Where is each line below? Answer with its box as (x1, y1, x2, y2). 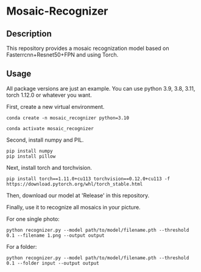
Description (6, 29, 52, 39)
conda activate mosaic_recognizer (6, 125, 94, 131)
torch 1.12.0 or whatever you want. (6, 91, 93, 99)
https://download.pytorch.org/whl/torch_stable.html (6, 181, 143, 187)
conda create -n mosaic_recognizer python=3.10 (6, 114, 130, 121)
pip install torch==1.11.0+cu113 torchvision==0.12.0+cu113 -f (6, 175, 171, 182)
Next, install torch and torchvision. (6, 164, 93, 171)
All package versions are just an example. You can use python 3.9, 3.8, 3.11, (6, 85, 196, 92)
